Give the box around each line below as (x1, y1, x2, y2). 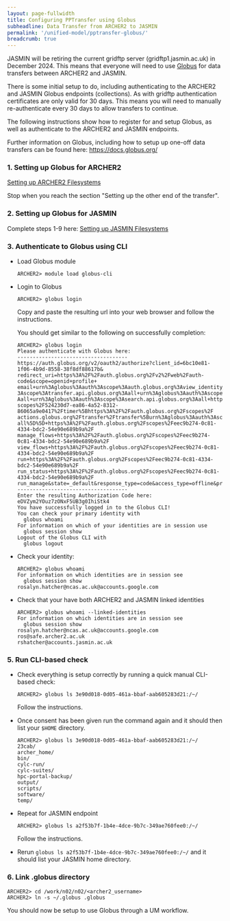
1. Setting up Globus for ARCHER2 (7, 163, 122, 173)
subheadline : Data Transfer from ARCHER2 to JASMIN (7, 23, 157, 30)
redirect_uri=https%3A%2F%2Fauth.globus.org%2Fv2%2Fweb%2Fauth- (16, 372, 205, 379)
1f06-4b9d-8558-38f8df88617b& (16, 366, 104, 373)
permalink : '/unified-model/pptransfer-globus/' (7, 29, 149, 36)
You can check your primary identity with (16, 510, 140, 518)
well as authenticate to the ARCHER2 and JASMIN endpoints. (7, 125, 179, 133)
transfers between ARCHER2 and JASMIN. (7, 69, 127, 78)
